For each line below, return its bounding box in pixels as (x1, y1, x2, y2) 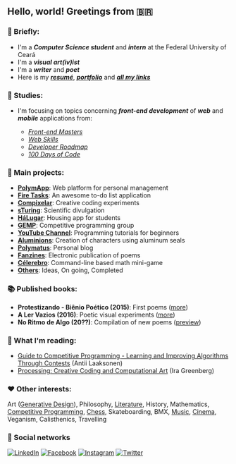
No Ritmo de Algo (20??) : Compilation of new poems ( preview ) (17, 317, 201, 326)
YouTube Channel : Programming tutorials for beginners (17, 228, 180, 237)
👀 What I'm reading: (7, 335, 77, 345)
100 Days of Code (27, 149, 81, 158)
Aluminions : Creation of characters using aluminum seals (17, 236, 185, 245)
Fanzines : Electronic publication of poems (17, 251, 141, 260)
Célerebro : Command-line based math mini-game (17, 259, 163, 267)
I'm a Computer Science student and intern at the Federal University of (17, 42, 227, 51)
